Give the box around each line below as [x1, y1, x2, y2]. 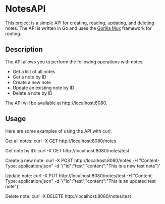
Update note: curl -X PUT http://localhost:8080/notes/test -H [5, 173, 132, 179]
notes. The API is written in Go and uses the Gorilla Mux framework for [5, 25, 152, 31]
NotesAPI [5, 3, 46, 15]
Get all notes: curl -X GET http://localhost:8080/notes [5, 138, 117, 144]
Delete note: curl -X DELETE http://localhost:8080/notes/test [5, 193, 131, 199]
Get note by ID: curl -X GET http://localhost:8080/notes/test [5, 147, 130, 153]
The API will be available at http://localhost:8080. [5, 100, 107, 106]
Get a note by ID [12, 74, 46, 80]
